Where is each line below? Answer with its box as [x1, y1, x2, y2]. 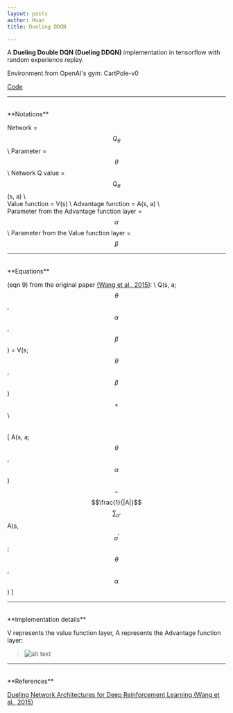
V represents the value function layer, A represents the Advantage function [7, 629, 221, 637]
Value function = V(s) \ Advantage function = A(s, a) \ [7, 199, 160, 207]
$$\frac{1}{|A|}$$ [91, 498, 142, 506]
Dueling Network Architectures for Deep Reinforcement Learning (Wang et [7, 691, 220, 699]
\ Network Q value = [7, 169, 65, 178]
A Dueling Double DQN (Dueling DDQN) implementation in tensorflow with [7, 48, 221, 56]
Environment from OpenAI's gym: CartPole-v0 [7, 69, 139, 77]
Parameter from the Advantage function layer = [7, 207, 142, 215]
